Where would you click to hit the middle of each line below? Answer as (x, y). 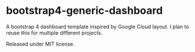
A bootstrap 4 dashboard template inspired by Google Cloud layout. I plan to (98, 27)
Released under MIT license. (40, 44)
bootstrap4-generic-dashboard (84, 11)
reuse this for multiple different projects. (55, 32)
